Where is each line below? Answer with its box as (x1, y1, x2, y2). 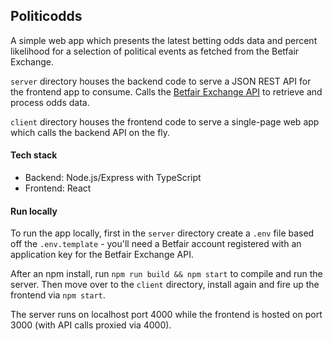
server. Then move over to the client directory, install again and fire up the (10, 279, 320, 291)
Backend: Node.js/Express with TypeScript (24, 172, 202, 184)
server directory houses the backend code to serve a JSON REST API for (10, 75, 312, 87)
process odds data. (10, 96, 90, 108)
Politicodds (10, 8, 83, 25)
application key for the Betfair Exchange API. (10, 249, 194, 261)
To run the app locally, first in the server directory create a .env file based (10, 227, 315, 239)
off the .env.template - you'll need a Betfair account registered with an (10, 238, 302, 250)
